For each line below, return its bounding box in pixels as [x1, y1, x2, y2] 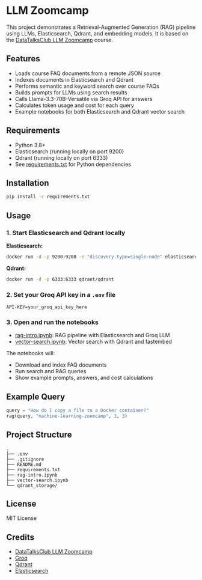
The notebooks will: [6, 350, 55, 357]
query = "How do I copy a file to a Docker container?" [6, 408, 149, 414]
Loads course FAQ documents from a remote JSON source [14, 70, 161, 77]
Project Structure [6, 430, 72, 440]
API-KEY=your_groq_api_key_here [6, 304, 87, 310]
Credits [6, 532, 35, 542]
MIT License [6, 514, 37, 522]
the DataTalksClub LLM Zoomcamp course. [6, 36, 113, 43]
